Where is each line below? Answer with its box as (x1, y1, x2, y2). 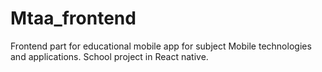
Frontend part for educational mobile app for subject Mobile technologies (10, 40, 312, 52)
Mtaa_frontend (10, 7, 137, 30)
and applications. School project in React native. (10, 50, 209, 62)
